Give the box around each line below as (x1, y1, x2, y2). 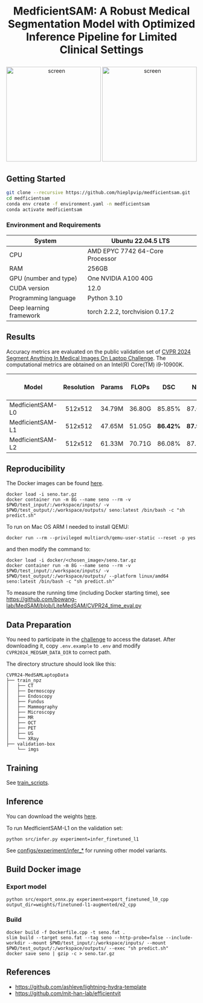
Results (6, 332, 36, 342)
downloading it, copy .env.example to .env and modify (6, 642, 141, 649)
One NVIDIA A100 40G (87, 274, 153, 283)
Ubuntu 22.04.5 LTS (111, 236, 170, 245)
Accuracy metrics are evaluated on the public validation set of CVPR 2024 (6, 347, 192, 355)
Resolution (63, 383, 95, 391)
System (34, 236, 57, 245)
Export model (6, 882, 47, 891)
